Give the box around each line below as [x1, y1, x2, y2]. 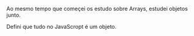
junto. [6, 11, 21, 19]
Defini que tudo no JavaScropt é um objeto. [6, 23, 117, 30]
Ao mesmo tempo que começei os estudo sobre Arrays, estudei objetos [6, 5, 188, 12]
